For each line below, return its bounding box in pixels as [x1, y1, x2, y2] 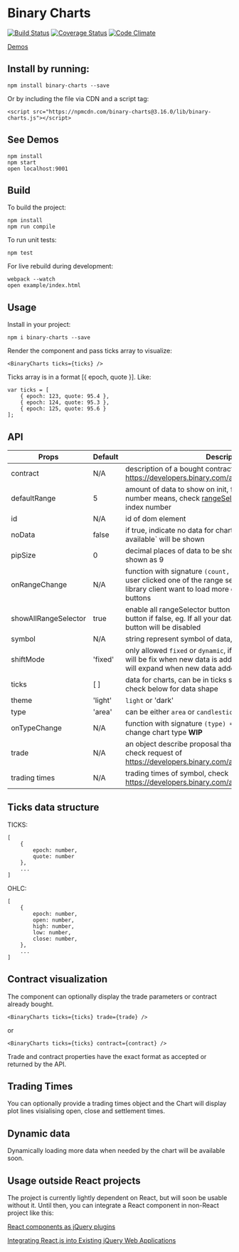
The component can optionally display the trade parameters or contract [7, 992, 217, 1001]
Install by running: [7, 63, 90, 75]
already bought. [7, 999, 54, 1008]
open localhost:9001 [7, 165, 69, 172]
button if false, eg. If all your [125, 614, 219, 623]
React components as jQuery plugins [7, 1223, 116, 1231]
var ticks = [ [7, 387, 50, 394]
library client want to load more [125, 584, 230, 594]
